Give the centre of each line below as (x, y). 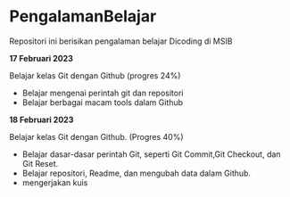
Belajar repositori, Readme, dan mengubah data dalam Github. (137, 173)
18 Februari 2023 (41, 119)
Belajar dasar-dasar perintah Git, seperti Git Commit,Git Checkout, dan (151, 154)
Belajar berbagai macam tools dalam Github (103, 102)
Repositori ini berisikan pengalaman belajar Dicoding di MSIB (121, 41)
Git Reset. (40, 163)
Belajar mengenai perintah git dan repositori (103, 93)
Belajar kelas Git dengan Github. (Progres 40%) (96, 136)
